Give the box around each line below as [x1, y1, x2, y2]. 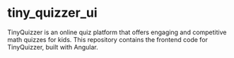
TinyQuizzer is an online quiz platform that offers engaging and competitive [7, 28, 227, 36]
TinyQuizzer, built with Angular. [7, 43, 98, 51]
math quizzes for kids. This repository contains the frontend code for [7, 35, 209, 43]
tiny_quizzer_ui [7, 5, 98, 21]
